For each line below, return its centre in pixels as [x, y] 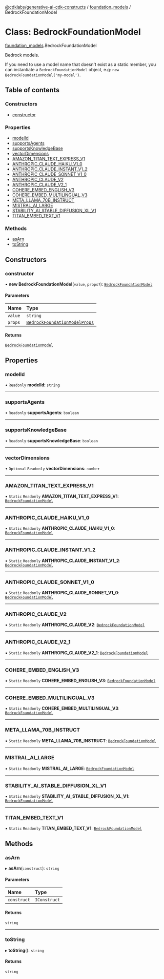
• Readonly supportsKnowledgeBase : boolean [51, 440]
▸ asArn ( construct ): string [32, 868]
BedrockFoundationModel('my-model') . [43, 75]
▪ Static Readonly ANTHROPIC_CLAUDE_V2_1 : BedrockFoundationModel [77, 653]
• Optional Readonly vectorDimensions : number [52, 468]
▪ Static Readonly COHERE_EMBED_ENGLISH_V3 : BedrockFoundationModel [80, 680]
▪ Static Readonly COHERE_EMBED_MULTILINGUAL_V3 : [62, 708]
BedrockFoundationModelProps [60, 323]
